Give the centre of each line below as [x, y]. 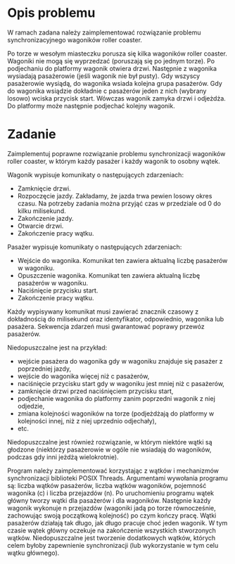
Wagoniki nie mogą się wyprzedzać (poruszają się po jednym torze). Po [111, 60]
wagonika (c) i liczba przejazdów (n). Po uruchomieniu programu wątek [111, 493]
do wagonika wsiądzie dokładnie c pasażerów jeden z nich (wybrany [107, 91]
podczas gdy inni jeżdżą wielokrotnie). [63, 457]
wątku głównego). [33, 553]
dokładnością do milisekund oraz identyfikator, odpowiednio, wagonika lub [116, 319]
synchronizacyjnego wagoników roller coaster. [75, 39]
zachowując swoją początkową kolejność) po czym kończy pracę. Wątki [112, 515]
